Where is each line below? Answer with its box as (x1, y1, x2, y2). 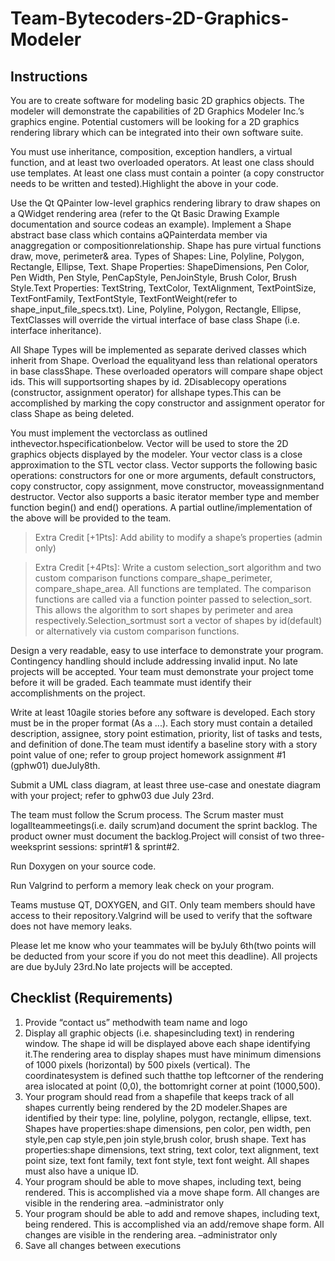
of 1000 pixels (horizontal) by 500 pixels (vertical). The (24, 1058, 251, 1071)
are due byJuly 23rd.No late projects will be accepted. (10, 961, 233, 972)
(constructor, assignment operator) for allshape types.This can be (10, 387, 282, 398)
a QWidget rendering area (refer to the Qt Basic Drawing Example (10, 208, 280, 219)
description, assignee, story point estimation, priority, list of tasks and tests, (10, 728, 323, 739)
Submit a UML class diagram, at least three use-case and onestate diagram (10, 779, 321, 791)
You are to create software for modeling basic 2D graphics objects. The (10, 95, 305, 106)
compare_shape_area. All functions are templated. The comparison (34, 583, 312, 594)
